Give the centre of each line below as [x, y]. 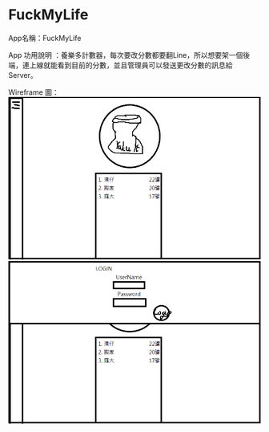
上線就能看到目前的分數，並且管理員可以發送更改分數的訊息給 [131, 65]
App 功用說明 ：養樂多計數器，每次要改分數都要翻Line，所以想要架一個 [126, 55]
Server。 [23, 75]
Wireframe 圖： [34, 92]
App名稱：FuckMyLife [45, 38]
